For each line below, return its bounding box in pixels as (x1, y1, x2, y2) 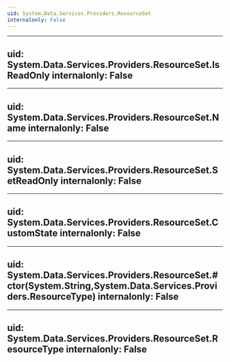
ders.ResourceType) (7, 291, 96, 302)
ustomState (7, 228, 58, 239)
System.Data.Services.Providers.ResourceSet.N (7, 111, 219, 123)
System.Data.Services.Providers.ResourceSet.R (7, 333, 218, 344)
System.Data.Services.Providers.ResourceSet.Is (7, 59, 220, 71)
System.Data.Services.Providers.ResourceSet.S (7, 164, 218, 176)
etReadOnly (7, 175, 59, 186)
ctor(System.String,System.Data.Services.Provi (7, 280, 218, 292)
